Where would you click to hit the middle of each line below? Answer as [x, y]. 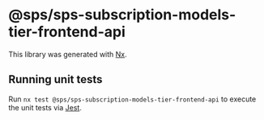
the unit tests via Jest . [45, 107]
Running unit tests [55, 79]
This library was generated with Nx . [68, 54]
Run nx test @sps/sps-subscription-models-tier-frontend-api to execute [132, 99]
